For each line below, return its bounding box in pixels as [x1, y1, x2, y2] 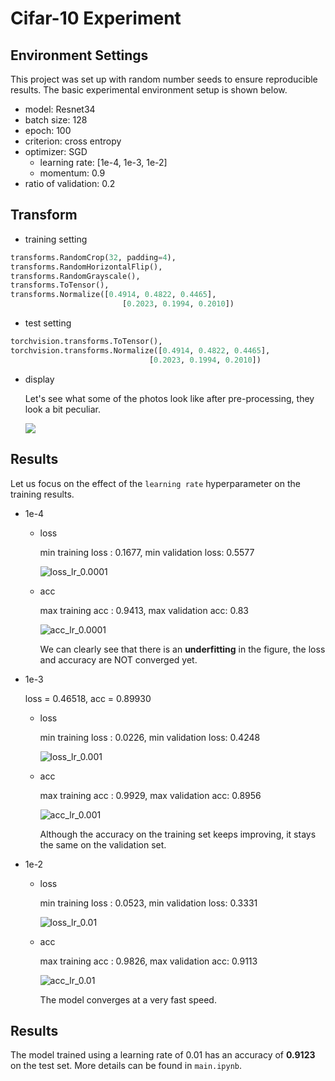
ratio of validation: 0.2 [24, 178, 116, 189]
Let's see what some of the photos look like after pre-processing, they [24, 392, 315, 404]
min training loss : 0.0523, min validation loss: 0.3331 [39, 897, 258, 909]
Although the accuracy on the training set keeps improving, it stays [39, 828, 317, 840]
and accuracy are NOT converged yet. [39, 653, 198, 666]
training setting [24, 233, 88, 245]
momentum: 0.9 [39, 167, 106, 179]
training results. [10, 488, 75, 500]
